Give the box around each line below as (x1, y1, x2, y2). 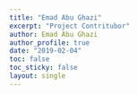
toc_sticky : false (9, 64, 78, 73)
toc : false (9, 55, 50, 64)
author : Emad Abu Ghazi (9, 30, 99, 38)
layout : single (9, 72, 66, 81)
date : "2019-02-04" (9, 47, 82, 56)
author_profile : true (9, 38, 91, 47)
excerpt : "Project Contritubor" (9, 21, 130, 30)
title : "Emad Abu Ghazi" (9, 13, 102, 22)
